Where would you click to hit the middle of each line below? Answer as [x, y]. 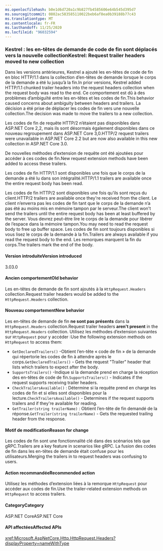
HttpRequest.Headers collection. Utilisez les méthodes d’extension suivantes [81, 331]
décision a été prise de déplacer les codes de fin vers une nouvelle [72, 108]
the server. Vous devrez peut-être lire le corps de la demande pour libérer [79, 219]
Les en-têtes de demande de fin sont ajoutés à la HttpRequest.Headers [75, 289]
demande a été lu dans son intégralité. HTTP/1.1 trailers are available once [78, 178]
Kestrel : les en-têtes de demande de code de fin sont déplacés [81, 49]
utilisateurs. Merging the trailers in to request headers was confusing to [76, 456]
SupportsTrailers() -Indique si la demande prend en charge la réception [85, 372]
